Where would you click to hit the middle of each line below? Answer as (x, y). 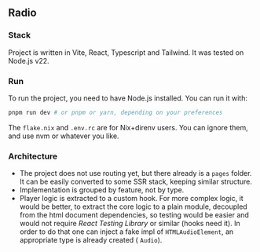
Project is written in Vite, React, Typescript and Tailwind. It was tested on (126, 52)
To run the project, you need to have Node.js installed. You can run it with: (128, 98)
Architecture (33, 156)
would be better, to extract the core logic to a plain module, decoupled (133, 206)
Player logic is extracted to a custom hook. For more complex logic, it (131, 199)
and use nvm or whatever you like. (64, 136)
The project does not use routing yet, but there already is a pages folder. (135, 173)
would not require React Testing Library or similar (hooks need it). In (130, 224)
